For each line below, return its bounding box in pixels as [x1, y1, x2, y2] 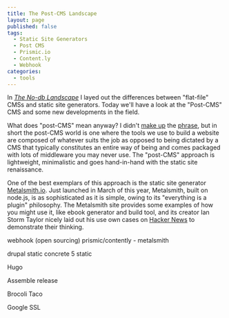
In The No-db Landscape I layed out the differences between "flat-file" [7, 93, 209, 102]
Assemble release [7, 277, 59, 285]
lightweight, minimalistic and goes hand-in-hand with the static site [7, 158, 198, 167]
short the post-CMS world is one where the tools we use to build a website [7, 129, 219, 137]
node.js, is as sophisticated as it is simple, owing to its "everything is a [7, 194, 207, 202]
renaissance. [7, 165, 43, 174]
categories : [7, 68, 41, 75]
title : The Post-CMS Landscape [7, 10, 97, 17]
